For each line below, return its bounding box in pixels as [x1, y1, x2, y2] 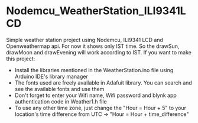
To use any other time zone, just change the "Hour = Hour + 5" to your [14, 104, 187, 111]
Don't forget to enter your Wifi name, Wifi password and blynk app [14, 92, 177, 99]
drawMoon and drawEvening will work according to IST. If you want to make [6, 48, 192, 56]
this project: [6, 55, 35, 62]
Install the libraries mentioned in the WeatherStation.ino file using [14, 66, 174, 73]
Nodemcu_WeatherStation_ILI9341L [6, 4, 186, 18]
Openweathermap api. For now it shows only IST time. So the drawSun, [6, 43, 180, 50]
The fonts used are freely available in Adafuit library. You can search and [14, 79, 192, 86]
